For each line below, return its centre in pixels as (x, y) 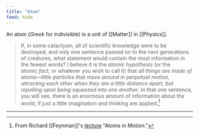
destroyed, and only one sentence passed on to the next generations (105, 52)
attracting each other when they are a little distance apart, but (97, 83)
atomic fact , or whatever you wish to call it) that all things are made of (106, 70)
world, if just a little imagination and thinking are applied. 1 (90, 102)
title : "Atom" (24, 12)
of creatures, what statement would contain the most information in (103, 58)
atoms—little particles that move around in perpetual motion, (95, 77)
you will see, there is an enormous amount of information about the (102, 96)
